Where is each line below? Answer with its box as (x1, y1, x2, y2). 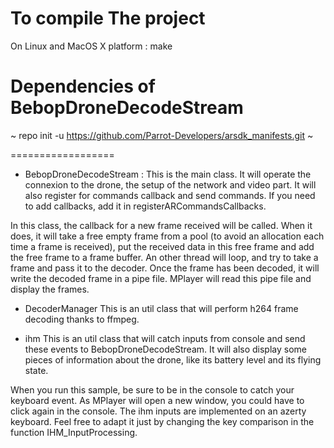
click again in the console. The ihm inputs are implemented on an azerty (10, 405, 307, 417)
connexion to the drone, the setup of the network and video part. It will (24, 178, 317, 191)
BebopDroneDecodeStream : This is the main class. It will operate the (24, 168, 312, 180)
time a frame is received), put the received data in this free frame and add (10, 240, 315, 252)
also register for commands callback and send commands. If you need (24, 189, 316, 201)
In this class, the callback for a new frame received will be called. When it (10, 219, 313, 231)
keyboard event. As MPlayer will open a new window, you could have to (10, 394, 305, 406)
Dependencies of (10, 75, 156, 98)
